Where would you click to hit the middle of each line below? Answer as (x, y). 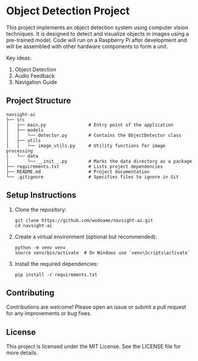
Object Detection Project (68, 11)
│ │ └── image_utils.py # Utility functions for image (86, 146)
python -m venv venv (40, 247)
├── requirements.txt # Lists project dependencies (84, 167)
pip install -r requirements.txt (56, 275)
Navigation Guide (36, 82)
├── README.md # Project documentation (78, 172)
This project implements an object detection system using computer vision (97, 27)
